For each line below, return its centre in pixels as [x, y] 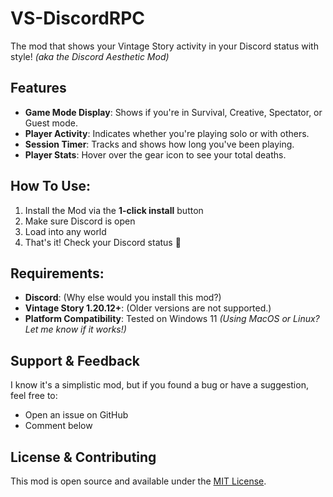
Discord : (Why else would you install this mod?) [123, 298]
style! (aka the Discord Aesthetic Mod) [90, 56]
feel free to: [34, 396]
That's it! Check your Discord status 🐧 [103, 242]
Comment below [58, 426]
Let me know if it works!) [75, 329]
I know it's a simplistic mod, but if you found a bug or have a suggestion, [159, 385]
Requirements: [57, 273]
